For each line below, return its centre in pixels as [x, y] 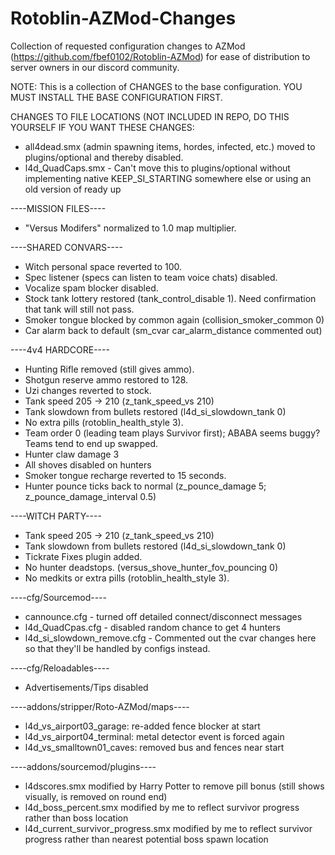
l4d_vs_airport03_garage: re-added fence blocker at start [142, 726]
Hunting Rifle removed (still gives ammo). [109, 369]
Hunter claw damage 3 [72, 454]
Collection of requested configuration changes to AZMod [128, 46]
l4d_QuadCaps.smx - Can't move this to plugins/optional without [157, 168]
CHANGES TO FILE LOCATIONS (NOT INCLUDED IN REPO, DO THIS [150, 116]
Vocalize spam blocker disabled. [91, 288]
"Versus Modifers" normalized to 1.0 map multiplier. [130, 228]
